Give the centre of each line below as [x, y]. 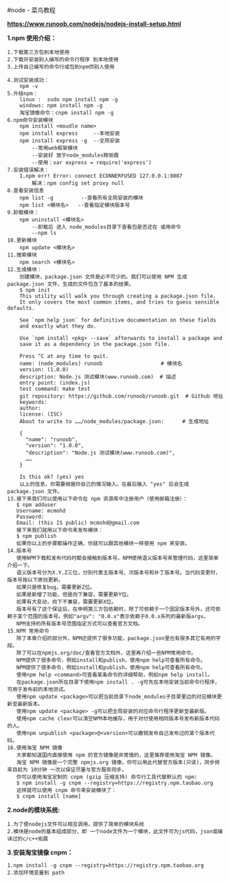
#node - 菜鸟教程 [32, 10]
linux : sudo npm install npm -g [69, 100]
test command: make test [55, 389]
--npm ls [44, 233]
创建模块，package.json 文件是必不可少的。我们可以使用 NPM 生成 [103, 277]
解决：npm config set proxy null [78, 183]
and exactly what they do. [58, 326]
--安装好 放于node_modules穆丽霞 [75, 155]
